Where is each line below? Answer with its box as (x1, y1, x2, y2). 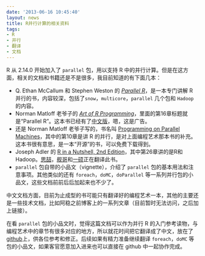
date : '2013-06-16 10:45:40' (6, 9, 81, 15)
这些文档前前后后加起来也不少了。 (31, 178, 117, 186)
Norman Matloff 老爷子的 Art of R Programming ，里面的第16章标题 (15, 109, 183, 117)
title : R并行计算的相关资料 (6, 20, 70, 26)
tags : (6, 26, 20, 32)
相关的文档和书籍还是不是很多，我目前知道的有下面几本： (16, 74, 162, 81)
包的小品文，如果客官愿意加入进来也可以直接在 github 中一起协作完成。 (6, 243, 186, 250)
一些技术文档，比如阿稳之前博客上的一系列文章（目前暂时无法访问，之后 (11, 199, 193, 207)
